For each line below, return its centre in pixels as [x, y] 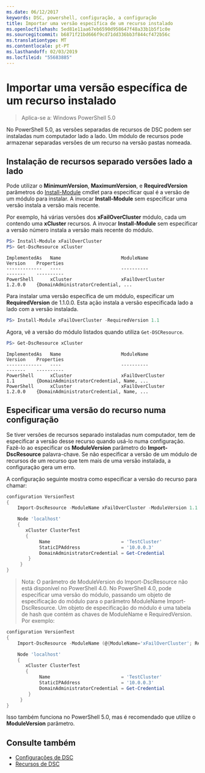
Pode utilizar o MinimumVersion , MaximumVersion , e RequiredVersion [97, 186]
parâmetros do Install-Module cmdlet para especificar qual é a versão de [98, 192]
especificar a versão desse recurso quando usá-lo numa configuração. [95, 441]
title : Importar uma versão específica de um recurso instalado [90, 23]
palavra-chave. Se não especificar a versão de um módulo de [120, 454]
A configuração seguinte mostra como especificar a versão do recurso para [102, 479]
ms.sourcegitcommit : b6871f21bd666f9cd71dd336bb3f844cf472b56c [88, 35]
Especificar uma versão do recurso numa [86, 410]
